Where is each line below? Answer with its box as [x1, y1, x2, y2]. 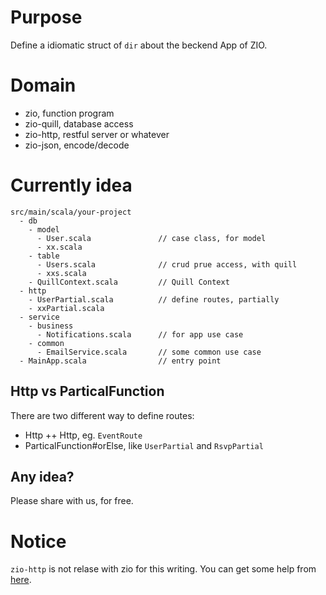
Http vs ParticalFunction [10, 383, 165, 400]
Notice [10, 530, 67, 553]
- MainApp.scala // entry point [19, 356, 222, 366]
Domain [10, 74, 77, 97]
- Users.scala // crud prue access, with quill [36, 259, 298, 270]
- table [28, 251, 60, 261]
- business [28, 321, 74, 331]
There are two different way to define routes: [10, 409, 195, 421]
